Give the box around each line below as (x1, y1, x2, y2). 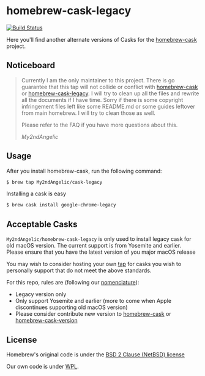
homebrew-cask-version (15, 317, 78, 324)
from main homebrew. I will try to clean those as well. (21, 109, 156, 117)
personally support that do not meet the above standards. (6, 267, 152, 274)
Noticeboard (6, 60, 55, 71)
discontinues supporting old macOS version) (15, 304, 128, 311)
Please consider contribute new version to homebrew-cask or (15, 310, 171, 318)
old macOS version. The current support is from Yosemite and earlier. (6, 242, 182, 249)
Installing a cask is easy (6, 190, 66, 197)
